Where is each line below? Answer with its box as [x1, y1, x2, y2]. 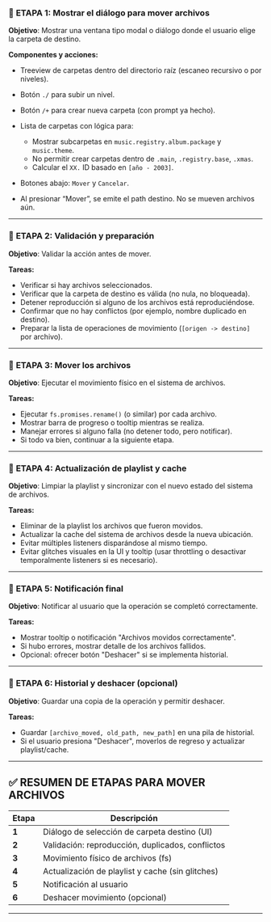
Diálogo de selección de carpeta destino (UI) [43, 826, 213, 837]
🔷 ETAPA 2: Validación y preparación [8, 230, 155, 242]
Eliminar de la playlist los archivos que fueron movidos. [19, 521, 203, 531]
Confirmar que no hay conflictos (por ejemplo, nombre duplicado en [19, 306, 247, 315]
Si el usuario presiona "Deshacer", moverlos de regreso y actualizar [19, 736, 245, 746]
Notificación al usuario [43, 878, 128, 890]
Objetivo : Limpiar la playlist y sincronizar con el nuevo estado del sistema [8, 481, 253, 491]
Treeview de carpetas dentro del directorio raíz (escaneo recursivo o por [19, 66, 262, 75]
